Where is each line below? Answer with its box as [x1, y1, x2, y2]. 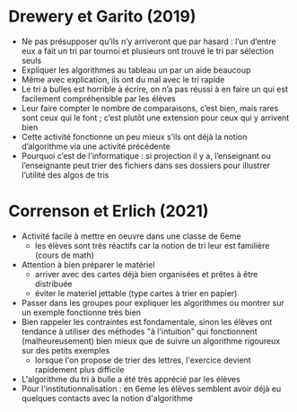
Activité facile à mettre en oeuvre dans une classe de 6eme [21, 231, 241, 241]
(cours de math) [34, 250, 95, 260]
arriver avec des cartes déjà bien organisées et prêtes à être [34, 268, 258, 279]
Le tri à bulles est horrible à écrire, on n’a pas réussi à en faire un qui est [21, 83, 289, 94]
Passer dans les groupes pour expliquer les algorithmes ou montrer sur [21, 297, 284, 308]
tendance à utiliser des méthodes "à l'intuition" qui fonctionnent [21, 326, 258, 337]
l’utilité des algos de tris [21, 169, 109, 180]
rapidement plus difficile [34, 364, 125, 374]
